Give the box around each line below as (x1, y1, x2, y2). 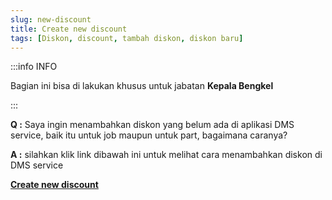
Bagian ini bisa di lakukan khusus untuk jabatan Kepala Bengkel (10, 80, 274, 92)
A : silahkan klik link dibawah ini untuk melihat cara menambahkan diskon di (10, 149, 323, 161)
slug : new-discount (10, 14, 92, 25)
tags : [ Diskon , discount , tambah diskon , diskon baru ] (10, 33, 244, 43)
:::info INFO (10, 61, 58, 73)
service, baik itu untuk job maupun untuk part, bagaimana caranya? (10, 129, 288, 141)
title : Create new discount (10, 24, 128, 34)
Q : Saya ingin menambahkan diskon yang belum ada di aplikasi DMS (10, 119, 295, 131)
